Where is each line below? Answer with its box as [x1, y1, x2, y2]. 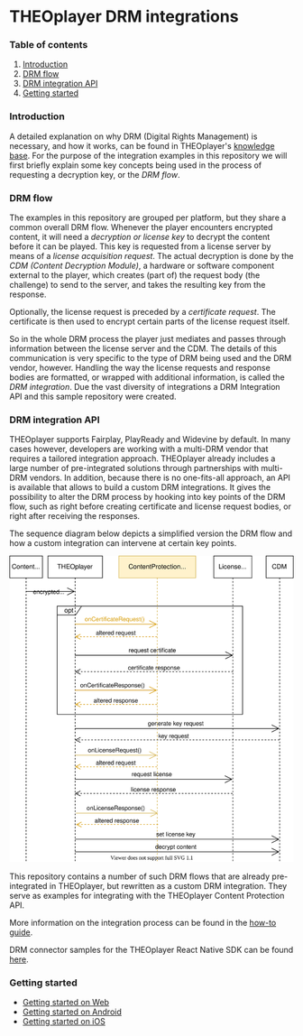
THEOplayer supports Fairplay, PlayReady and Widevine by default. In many [9, 434, 291, 445]
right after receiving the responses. [9, 511, 141, 522]
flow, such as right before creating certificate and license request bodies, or [9, 501, 291, 512]
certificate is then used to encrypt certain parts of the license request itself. [9, 316, 290, 327]
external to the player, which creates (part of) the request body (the [9, 270, 261, 281]
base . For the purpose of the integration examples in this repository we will [9, 150, 288, 161]
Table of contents [9, 39, 88, 51]
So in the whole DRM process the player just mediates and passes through [9, 334, 287, 345]
